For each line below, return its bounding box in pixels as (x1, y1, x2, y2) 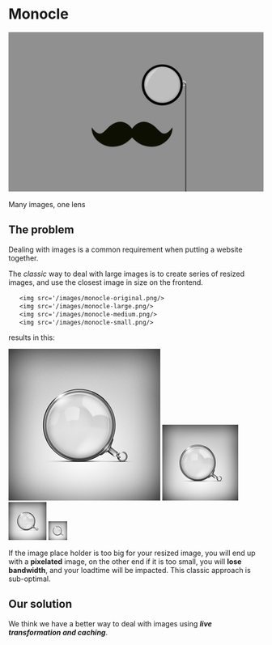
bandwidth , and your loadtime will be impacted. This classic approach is (8, 565, 251, 575)
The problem (8, 223, 74, 237)
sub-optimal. (8, 574, 51, 583)
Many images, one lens (8, 199, 86, 209)
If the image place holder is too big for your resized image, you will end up (8, 548, 257, 558)
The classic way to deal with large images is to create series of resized (8, 269, 245, 278)
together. (8, 252, 39, 263)
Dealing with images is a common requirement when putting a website (8, 244, 243, 254)
